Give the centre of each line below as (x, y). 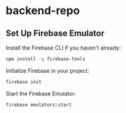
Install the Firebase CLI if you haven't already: (63, 48)
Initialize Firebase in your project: (47, 70)
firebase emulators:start (39, 104)
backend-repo (43, 11)
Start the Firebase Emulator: (41, 93)
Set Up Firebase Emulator (55, 33)
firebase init (24, 82)
